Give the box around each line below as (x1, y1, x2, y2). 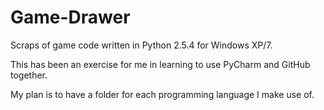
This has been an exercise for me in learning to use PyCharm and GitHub (10, 58, 311, 70)
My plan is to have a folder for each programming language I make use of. (10, 88, 315, 100)
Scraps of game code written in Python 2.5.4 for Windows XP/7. (10, 39, 273, 51)
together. (10, 69, 48, 81)
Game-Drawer (10, 6, 131, 29)
